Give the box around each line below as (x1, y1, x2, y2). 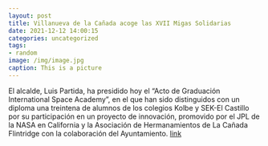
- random (8, 49, 38, 57)
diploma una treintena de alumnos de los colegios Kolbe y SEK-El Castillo (8, 103, 250, 112)
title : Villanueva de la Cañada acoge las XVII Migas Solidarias (8, 19, 231, 27)
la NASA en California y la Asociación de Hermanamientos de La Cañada (8, 120, 249, 129)
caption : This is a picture (8, 64, 103, 72)
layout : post (8, 11, 52, 20)
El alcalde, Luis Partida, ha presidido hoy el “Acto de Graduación (8, 86, 221, 95)
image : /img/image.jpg (8, 57, 84, 65)
